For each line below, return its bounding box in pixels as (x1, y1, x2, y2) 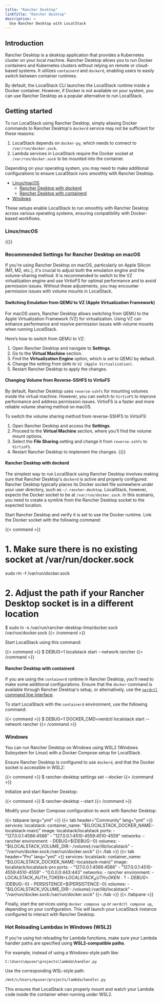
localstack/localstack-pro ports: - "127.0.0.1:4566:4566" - (5, 864, 121, 870)
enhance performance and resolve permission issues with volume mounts (5, 321, 154, 327)
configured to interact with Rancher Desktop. (5, 911, 96, 918)
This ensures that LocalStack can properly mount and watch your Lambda (5, 986, 154, 992)
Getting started (5, 107, 53, 115)
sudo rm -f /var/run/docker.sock (5, 570, 70, 577)
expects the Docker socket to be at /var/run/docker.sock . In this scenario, (5, 492, 155, 498)
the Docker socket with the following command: (5, 517, 102, 523)
